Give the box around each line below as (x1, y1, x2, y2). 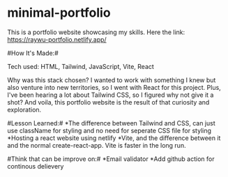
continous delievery (7, 162, 64, 170)
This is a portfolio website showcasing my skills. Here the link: (7, 28, 185, 36)
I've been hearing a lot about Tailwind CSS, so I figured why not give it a (7, 91, 214, 99)
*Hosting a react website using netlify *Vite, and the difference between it (7, 134, 221, 142)
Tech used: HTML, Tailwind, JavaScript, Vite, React (7, 62, 155, 70)
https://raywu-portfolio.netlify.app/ (7, 35, 107, 43)
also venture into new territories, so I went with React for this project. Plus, (7, 83, 221, 91)
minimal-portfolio (7, 5, 111, 21)
